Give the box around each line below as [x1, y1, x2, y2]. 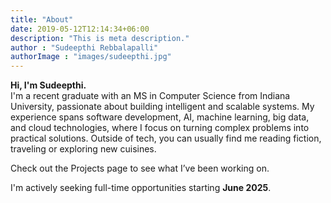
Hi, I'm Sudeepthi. [10, 79, 87, 91]
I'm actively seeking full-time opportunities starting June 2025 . [10, 182, 272, 194]
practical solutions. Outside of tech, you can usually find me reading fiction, [10, 132, 322, 145]
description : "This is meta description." [10, 33, 190, 43]
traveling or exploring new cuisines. [10, 143, 157, 155]
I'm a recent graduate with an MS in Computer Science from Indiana [10, 90, 291, 102]
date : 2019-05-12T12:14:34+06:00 [10, 24, 150, 34]
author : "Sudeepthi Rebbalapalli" [10, 42, 159, 53]
